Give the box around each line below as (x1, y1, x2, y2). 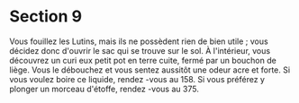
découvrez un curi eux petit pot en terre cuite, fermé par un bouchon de (9, 55, 276, 65)
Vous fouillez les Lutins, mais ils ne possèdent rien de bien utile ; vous (9, 36, 268, 47)
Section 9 (9, 6, 83, 27)
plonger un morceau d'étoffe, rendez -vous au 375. (9, 83, 200, 94)
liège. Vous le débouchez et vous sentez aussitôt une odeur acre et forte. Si (9, 64, 291, 75)
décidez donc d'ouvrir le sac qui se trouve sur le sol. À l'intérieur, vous (9, 45, 271, 56)
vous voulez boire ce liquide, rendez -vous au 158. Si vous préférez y (9, 73, 266, 84)
